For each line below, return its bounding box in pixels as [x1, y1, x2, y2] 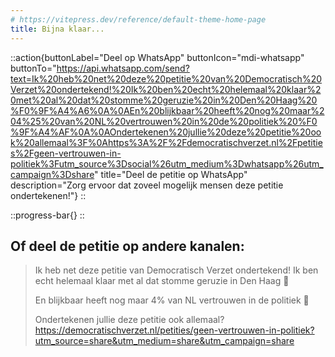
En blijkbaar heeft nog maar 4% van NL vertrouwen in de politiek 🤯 [34, 294, 310, 306]
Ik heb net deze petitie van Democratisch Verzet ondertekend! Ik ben [34, 264, 319, 276]
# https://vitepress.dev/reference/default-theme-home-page [10, 14, 267, 25]
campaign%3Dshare [10, 168, 95, 180]
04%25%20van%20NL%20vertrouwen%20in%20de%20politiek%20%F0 [10, 115, 318, 127]
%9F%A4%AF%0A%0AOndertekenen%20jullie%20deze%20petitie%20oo [10, 126, 322, 138]
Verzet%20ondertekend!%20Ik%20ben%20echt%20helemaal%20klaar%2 [10, 83, 322, 95]
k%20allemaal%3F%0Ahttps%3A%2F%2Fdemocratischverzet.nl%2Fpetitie [10, 136, 323, 148]
